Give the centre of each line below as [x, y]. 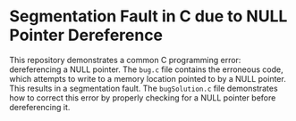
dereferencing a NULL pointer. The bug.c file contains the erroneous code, [146, 69]
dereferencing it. [40, 107]
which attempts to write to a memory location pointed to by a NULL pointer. [148, 78]
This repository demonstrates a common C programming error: [125, 60]
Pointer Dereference [86, 35]
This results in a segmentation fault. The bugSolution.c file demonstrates [144, 88]
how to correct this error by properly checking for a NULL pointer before [143, 97]
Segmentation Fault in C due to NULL [148, 16]
